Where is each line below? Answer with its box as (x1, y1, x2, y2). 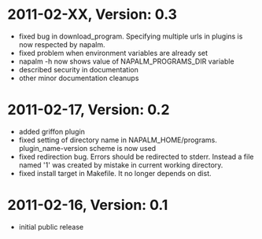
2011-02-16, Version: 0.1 (7, 197, 168, 214)
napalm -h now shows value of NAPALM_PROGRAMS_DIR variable (18, 57, 234, 66)
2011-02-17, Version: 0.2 (7, 101, 170, 119)
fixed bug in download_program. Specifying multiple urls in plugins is (18, 31, 243, 41)
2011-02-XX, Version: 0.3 (7, 6, 178, 24)
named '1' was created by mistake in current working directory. (18, 160, 223, 170)
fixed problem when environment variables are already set (18, 48, 208, 57)
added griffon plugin (18, 127, 86, 136)
